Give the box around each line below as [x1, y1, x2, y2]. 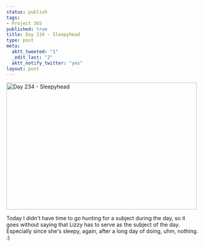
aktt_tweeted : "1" [12, 49, 59, 55]
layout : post [6, 65, 40, 72]
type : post [6, 37, 34, 43]
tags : [6, 15, 20, 21]
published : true [6, 26, 47, 32]
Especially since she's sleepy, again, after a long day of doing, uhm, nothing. [6, 227, 199, 235]
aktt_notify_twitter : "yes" [12, 60, 83, 66]
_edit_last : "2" [12, 54, 53, 60]
